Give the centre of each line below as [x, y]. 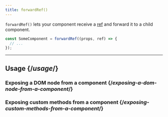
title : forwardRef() [27, 10]
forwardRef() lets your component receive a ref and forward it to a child [79, 24]
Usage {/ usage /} [32, 68]
